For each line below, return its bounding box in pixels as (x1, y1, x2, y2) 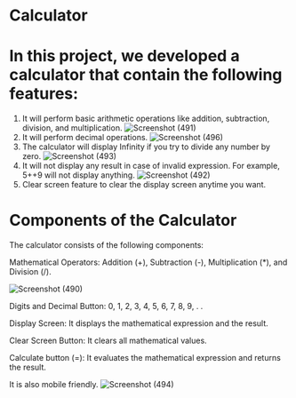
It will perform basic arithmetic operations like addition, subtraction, (21, 113, 270, 124)
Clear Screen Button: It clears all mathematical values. (9, 335, 207, 346)
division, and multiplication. (21, 123, 123, 133)
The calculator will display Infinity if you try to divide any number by (21, 141, 271, 152)
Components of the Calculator (9, 211, 237, 231)
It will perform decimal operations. (21, 132, 148, 143)
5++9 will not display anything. (21, 170, 135, 180)
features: (9, 84, 78, 104)
